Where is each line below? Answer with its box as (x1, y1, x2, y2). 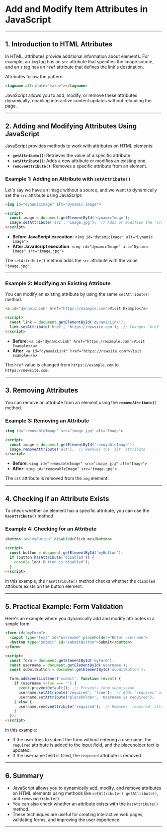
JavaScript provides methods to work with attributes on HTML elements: (5, 143, 154, 149)
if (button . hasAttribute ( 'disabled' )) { (9, 555, 94, 560)
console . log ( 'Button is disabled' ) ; (14, 559, 90, 564)
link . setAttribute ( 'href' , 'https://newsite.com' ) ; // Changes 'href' (9, 325, 162, 330)
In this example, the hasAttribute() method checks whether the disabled (5, 578, 156, 584)
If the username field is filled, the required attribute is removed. (12, 753, 143, 759)
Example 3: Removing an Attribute (5, 417, 89, 424)
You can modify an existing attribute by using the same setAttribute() (5, 291, 150, 297)
